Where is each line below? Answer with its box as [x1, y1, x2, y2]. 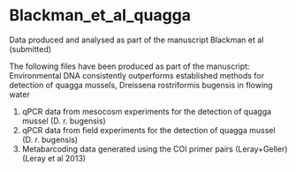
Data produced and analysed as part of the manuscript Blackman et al [9, 34, 264, 45]
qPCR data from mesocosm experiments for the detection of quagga [21, 106, 272, 116]
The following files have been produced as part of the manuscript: [9, 61, 250, 71]
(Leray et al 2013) [21, 153, 87, 163]
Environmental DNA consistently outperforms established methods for [9, 70, 265, 80]
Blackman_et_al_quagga [9, 5, 192, 26]
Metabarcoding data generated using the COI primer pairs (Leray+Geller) [21, 143, 288, 154]
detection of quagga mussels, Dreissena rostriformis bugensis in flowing [9, 79, 273, 90]
